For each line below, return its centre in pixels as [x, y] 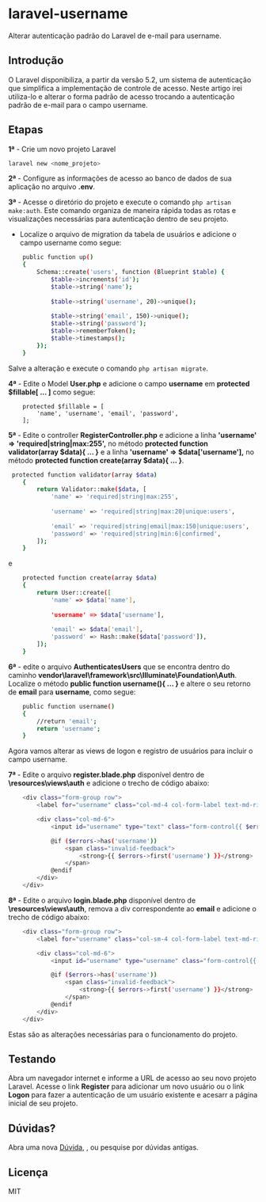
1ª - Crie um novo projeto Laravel [62, 149]
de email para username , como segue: [72, 692]
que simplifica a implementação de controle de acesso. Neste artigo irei [125, 88]
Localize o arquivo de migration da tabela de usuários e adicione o [128, 234]
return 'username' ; [69, 728]
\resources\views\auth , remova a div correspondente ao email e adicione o [133, 908]
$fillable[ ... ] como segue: [52, 392]
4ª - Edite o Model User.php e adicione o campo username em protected [129, 383]
